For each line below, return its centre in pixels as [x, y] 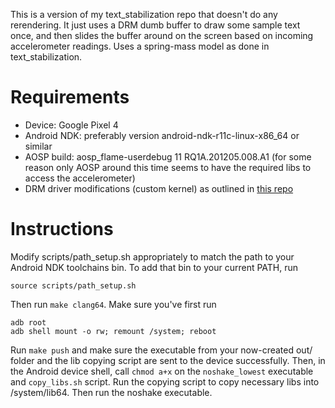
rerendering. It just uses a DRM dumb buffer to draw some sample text [155, 25]
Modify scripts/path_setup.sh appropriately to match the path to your [152, 256]
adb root [28, 322]
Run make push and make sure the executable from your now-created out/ [161, 350]
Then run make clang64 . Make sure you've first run [113, 304]
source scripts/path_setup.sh [73, 285]
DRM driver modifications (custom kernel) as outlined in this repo [159, 188]
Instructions [62, 229]
